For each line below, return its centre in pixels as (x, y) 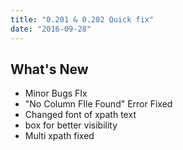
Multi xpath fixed (59, 136)
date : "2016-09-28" (51, 29)
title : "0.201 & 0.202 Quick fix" (82, 19)
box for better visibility (71, 125)
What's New (49, 69)
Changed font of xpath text (80, 115)
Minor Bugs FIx (56, 93)
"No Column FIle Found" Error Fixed (98, 104)
